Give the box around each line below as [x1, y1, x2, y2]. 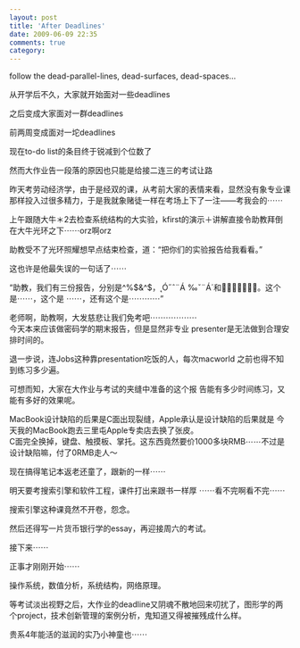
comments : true [9, 37, 66, 47]
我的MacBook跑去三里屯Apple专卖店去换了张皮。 [16, 425, 199, 436]
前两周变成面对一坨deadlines [9, 127, 116, 138]
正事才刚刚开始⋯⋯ [9, 561, 80, 572]
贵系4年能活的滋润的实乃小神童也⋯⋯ [9, 629, 148, 640]
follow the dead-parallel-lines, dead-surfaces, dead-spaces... [9, 71, 237, 81]
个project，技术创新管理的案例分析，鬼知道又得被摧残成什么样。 [9, 611, 247, 621]
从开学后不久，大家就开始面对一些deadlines [9, 89, 171, 100]
